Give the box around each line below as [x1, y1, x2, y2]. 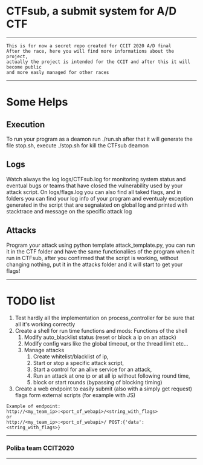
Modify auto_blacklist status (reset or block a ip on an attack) [24, 333, 176, 341]
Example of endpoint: [6, 403, 61, 409]
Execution [6, 119, 45, 130]
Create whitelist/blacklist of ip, [33, 353, 109, 360]
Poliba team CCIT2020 [6, 444, 74, 452]
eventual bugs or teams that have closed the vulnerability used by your [6, 182, 183, 189]
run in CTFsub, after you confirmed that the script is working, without [6, 254, 179, 261]
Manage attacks [24, 346, 65, 353]
